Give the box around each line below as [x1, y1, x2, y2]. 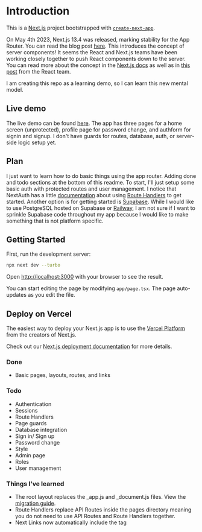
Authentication [14, 400, 52, 408]
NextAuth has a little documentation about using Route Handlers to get [6, 191, 182, 198]
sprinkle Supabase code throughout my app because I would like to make [6, 211, 189, 218]
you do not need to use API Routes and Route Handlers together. [14, 512, 176, 519]
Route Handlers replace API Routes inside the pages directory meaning [14, 505, 192, 513]
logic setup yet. [17, 139, 57, 146]
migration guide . [14, 499, 56, 507]
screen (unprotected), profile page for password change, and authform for [6, 125, 191, 133]
